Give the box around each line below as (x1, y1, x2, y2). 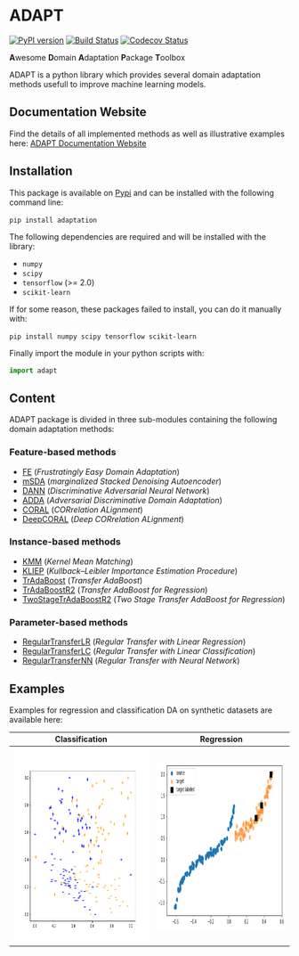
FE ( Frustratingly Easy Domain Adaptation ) (21, 466, 181, 477)
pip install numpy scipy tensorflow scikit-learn (9, 331, 198, 341)
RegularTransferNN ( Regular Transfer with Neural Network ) (21, 656, 240, 666)
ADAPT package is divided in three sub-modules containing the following (9, 414, 278, 425)
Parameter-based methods (9, 616, 129, 628)
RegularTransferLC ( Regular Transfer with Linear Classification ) (21, 646, 256, 657)
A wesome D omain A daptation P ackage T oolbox (9, 52, 185, 62)
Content (9, 390, 56, 405)
